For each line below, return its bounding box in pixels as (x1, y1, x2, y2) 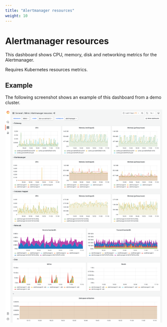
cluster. (5, 100, 21, 106)
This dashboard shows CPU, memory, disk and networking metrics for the (5, 52, 157, 58)
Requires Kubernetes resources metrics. (5, 67, 88, 73)
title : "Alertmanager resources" (5, 8, 75, 13)
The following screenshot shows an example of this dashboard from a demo (5, 95, 162, 101)
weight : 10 (5, 13, 28, 18)
